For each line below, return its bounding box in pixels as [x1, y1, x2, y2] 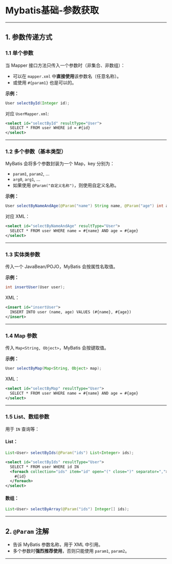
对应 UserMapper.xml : [5, 111, 50, 117]
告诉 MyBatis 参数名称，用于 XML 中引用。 [12, 541, 103, 548]
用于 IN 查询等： [5, 426, 40, 432]
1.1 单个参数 [5, 50, 34, 57]
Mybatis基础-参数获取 [5, 5, 99, 16]
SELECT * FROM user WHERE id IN [10, 464, 79, 469]
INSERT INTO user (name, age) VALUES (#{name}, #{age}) [10, 309, 132, 315]
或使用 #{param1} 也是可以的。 [12, 79, 77, 85]
